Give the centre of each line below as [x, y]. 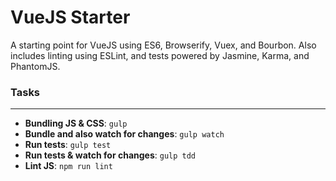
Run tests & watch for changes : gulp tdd [110, 155]
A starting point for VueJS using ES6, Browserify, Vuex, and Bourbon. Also [163, 45]
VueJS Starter [70, 17]
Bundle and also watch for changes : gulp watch [124, 134]
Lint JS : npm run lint [68, 166]
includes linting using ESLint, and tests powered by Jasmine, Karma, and [160, 55]
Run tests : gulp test [68, 145]
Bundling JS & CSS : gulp [76, 123]
